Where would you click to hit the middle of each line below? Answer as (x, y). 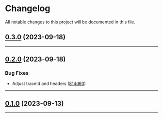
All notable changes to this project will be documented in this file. (70, 22)
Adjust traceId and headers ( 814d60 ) (49, 84)
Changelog (28, 8)
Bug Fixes (17, 73)
